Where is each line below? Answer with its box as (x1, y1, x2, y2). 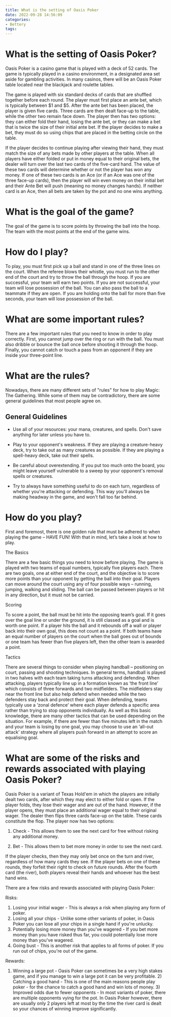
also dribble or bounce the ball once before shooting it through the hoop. (5, 341, 158, 347)
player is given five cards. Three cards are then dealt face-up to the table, (5, 108, 160, 114)
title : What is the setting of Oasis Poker (5, 7, 99, 13)
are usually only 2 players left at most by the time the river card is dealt (12, 1000, 162, 1006)
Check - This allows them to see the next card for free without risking (12, 828, 159, 834)
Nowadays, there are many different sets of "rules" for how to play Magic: (5, 386, 160, 393)
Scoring (5, 601, 22, 608)
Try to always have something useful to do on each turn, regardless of (12, 483, 160, 489)
